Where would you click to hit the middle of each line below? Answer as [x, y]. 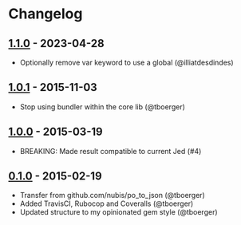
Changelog [45, 14]
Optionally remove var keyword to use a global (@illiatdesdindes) [126, 62]
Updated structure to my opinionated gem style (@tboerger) [119, 212]
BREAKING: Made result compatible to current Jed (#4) [111, 151]
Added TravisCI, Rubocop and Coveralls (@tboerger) [107, 203]
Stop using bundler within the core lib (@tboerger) [103, 107]
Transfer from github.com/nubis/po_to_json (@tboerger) [112, 195]
